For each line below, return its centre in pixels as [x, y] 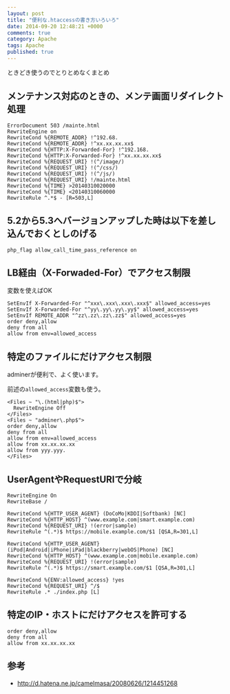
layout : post [26, 13]
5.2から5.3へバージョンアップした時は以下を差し [112, 221]
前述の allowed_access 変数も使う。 [56, 389]
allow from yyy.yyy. [37, 451]
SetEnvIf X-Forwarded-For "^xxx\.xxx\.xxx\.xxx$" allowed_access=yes [109, 304]
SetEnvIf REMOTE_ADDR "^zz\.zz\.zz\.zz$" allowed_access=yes [97, 316]
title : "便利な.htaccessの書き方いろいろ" [63, 20]
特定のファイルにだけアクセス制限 [79, 357]
